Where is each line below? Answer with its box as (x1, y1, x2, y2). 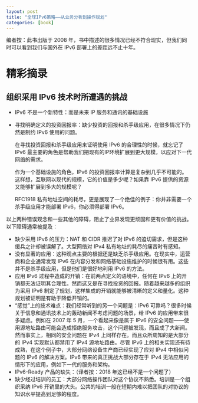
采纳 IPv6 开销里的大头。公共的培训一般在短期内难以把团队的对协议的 (19, 383, 189, 390)
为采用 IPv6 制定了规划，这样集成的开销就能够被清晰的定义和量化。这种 (14, 287, 189, 294)
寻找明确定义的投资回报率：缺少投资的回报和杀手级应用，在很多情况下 (14, 122, 186, 129)
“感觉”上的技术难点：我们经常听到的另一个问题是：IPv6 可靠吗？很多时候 (14, 302, 192, 309)
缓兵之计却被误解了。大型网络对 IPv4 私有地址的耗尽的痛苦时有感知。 (14, 243, 184, 250)
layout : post (6, 8, 38, 15)
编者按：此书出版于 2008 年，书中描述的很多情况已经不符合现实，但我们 (6, 37, 182, 44)
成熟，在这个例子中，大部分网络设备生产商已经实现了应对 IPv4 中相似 (14, 346, 184, 353)
